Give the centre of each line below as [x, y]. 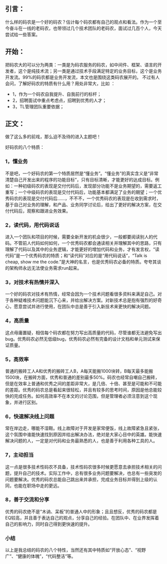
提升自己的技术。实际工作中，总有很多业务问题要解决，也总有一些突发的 [88, 473]
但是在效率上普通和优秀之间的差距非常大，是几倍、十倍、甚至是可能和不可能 [83, 383]
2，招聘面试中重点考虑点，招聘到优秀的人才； [59, 100]
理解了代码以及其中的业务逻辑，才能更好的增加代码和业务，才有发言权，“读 [83, 249]
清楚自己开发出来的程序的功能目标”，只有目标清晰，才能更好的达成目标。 [80, 179]
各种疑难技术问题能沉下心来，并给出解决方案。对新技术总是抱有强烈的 [81, 300]
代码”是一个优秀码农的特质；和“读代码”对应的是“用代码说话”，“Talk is [76, 256]
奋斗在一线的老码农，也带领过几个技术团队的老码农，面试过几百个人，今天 [85, 28]
